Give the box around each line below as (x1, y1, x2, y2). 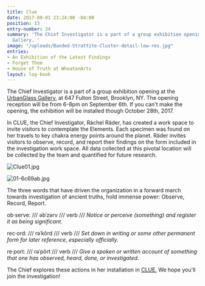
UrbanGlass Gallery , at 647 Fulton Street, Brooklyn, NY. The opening (7, 94, 179, 102)
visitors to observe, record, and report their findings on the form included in (7, 138, 196, 146)
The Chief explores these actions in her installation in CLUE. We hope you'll (7, 266, 196, 274)
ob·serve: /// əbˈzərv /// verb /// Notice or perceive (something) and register (7, 211, 196, 219)
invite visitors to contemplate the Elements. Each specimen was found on (7, 125, 190, 133)
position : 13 (7, 20, 40, 26)
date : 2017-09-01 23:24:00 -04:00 (7, 15, 95, 21)
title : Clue (7, 9, 37, 15)
